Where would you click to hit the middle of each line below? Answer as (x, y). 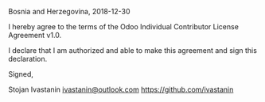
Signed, (21, 74)
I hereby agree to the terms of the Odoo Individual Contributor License (123, 26)
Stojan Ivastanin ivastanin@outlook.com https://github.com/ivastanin (121, 89)
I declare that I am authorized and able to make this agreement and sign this (132, 50)
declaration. (28, 59)
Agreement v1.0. (35, 35)
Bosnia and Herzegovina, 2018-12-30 (69, 11)
